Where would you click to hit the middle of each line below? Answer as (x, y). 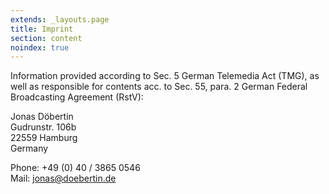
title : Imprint (42, 29)
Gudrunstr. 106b (43, 127)
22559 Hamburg (44, 138)
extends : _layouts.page (60, 19)
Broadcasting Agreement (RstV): (77, 97)
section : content (46, 38)
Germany (29, 148)
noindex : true (40, 47)
